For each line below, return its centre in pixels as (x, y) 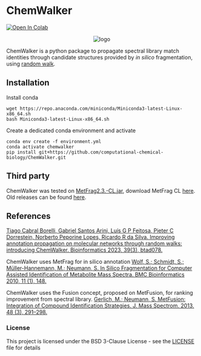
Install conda (22, 97)
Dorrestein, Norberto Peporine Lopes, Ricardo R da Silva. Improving (91, 237)
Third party (28, 176)
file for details (23, 348)
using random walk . (31, 64)
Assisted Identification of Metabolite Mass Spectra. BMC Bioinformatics (95, 275)
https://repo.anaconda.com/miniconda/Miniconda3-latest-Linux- (101, 109)
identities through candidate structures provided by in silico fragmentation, (99, 57)
